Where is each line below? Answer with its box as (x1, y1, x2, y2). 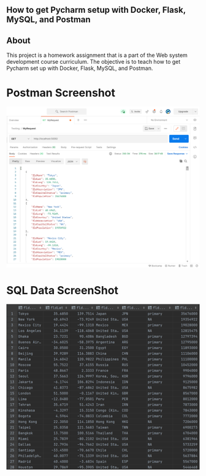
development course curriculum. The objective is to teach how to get (6, 58, 181, 66)
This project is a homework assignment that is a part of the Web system (6, 51, 188, 59)
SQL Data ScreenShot (6, 284, 118, 298)
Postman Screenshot (6, 86, 115, 100)
